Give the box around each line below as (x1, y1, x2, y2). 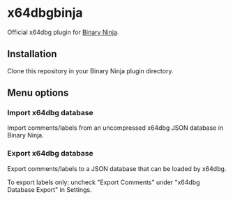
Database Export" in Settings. (7, 185, 92, 193)
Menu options (7, 87, 69, 99)
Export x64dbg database (7, 149, 93, 158)
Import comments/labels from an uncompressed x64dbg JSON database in (7, 124, 224, 132)
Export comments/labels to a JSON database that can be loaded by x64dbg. (7, 164, 227, 172)
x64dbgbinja (7, 5, 83, 21)
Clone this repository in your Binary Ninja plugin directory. (7, 66, 174, 75)
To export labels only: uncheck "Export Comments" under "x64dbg (7, 178, 200, 186)
